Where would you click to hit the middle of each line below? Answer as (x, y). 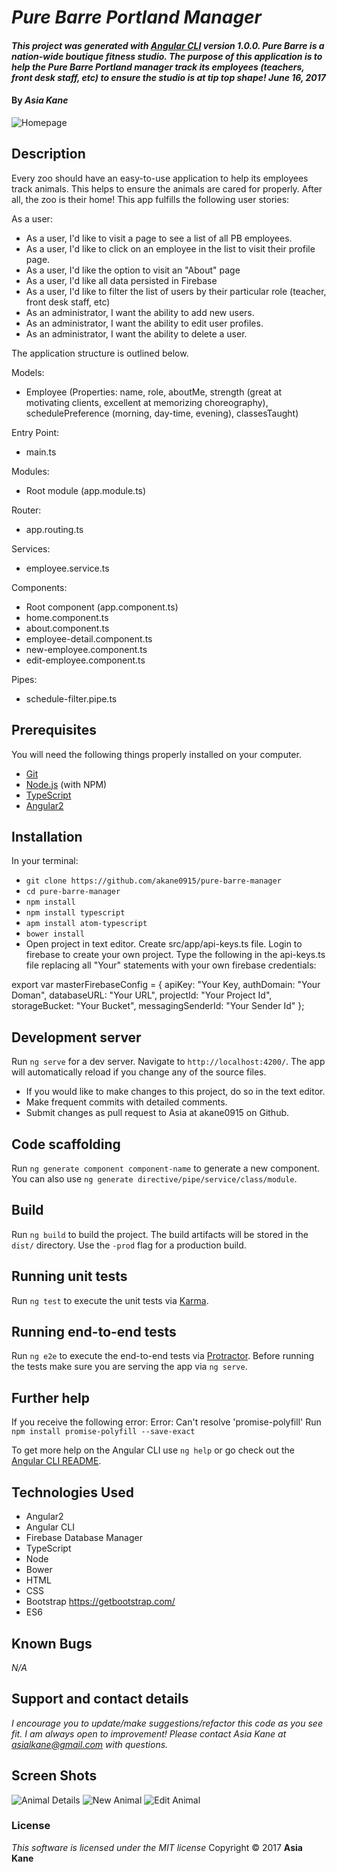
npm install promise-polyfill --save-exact (103, 1432)
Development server (76, 1037)
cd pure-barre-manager (73, 892)
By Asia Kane (40, 100)
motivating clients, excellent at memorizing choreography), (147, 402)
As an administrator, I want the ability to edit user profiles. (144, 323)
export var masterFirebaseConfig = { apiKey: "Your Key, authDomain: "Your (166, 985)
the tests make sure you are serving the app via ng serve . (129, 1367)
